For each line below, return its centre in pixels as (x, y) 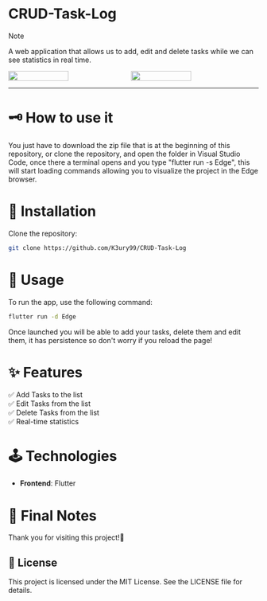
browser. (23, 179)
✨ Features (46, 372)
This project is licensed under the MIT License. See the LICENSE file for (126, 582)
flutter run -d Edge (43, 316)
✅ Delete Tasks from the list (54, 413)
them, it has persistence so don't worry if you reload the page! (110, 340)
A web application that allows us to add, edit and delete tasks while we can (131, 51)
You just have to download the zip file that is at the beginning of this (119, 145)
